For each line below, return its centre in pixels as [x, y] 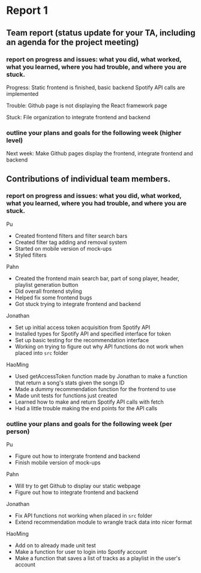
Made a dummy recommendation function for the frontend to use [95, 389]
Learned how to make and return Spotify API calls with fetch [89, 402]
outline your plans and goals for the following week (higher [94, 133]
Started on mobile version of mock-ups [63, 248]
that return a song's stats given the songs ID [70, 383]
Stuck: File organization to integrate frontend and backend [78, 117]
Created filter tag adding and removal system [71, 242]
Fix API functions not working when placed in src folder [84, 516]
